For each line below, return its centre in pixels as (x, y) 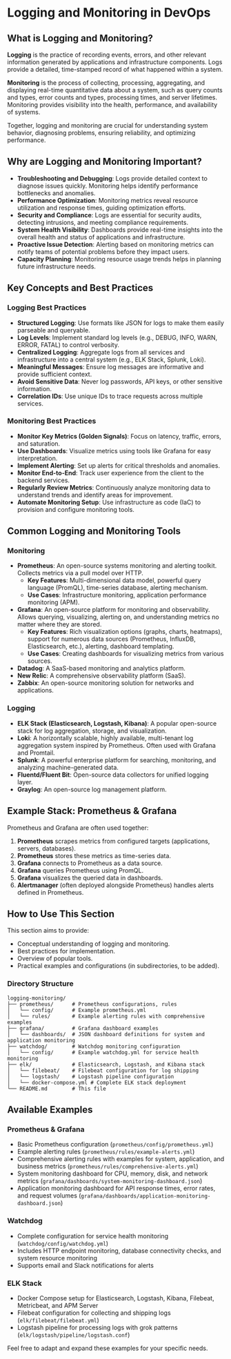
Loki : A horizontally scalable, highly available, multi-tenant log (105, 738)
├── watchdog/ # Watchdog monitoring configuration (94, 1046)
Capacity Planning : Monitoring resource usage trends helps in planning (119, 259)
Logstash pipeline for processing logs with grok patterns (97, 1327)
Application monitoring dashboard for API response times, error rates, (116, 1189)
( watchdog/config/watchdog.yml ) (63, 1243)
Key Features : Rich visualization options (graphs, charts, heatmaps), (125, 632)
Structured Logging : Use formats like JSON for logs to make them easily (120, 323)
